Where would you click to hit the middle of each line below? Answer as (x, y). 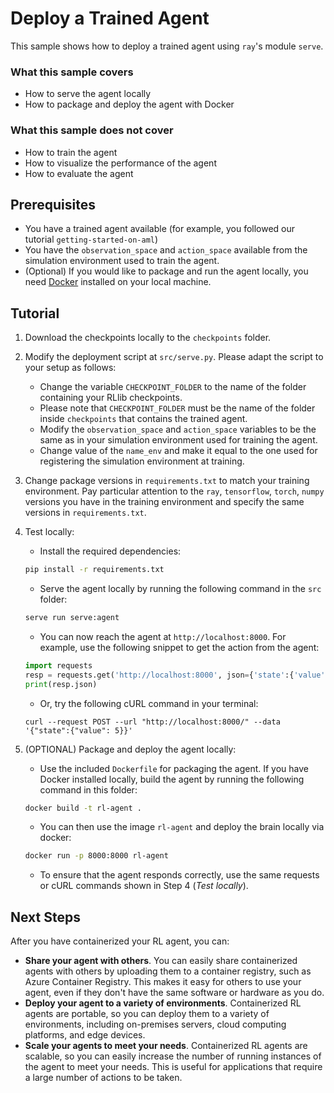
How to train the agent (71, 152)
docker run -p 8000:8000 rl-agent (96, 856)
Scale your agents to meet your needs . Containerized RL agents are (166, 1046)
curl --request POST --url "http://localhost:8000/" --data (152, 722)
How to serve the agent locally (88, 94)
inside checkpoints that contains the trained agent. (143, 419)
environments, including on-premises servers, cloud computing (155, 1024)
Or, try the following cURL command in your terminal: (149, 703)
